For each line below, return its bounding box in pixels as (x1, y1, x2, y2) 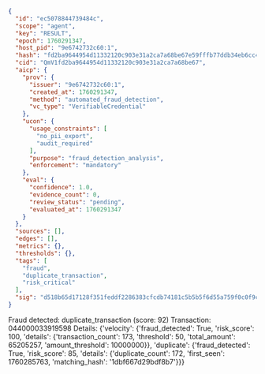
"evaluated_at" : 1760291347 (28, 205, 122, 213)
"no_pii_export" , (36, 132, 93, 140)
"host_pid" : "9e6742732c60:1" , (15, 44, 118, 52)
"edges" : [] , (15, 235, 58, 243)
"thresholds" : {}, (15, 249, 77, 257)
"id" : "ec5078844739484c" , (15, 14, 104, 23)
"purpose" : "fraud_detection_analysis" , (28, 154, 164, 162)
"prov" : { (22, 73, 55, 81)
